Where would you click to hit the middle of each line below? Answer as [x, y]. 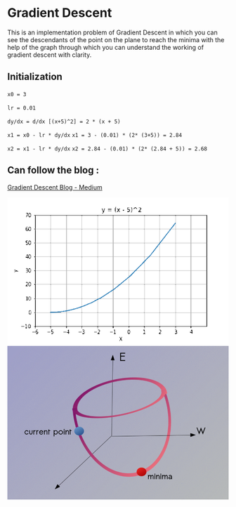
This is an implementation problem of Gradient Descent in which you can [112, 32]
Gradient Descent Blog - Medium [55, 187]
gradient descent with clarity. [50, 55]
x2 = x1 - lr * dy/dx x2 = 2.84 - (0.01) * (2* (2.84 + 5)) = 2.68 [107, 149]
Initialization [35, 77]
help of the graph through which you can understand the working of [106, 47]
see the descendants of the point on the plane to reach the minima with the [116, 39]
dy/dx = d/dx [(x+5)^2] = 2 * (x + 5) [64, 121]
